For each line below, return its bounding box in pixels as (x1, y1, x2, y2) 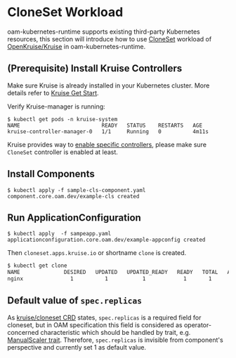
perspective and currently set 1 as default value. (7, 343, 146, 351)
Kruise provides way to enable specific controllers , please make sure (7, 140, 207, 149)
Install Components (7, 168, 95, 180)
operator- (183, 320, 212, 329)
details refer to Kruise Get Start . (7, 88, 100, 97)
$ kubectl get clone (7, 262, 68, 270)
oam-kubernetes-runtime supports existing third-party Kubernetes (7, 27, 200, 36)
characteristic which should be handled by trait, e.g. (40, 328, 191, 336)
